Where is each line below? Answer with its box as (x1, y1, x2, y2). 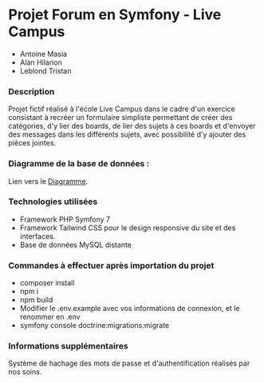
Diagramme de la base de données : (8, 158, 150, 170)
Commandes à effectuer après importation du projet (8, 260, 215, 271)
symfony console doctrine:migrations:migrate (19, 321, 170, 330)
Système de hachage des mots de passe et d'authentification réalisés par (8, 358, 250, 369)
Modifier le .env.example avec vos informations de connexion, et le (19, 304, 240, 313)
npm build (19, 295, 53, 305)
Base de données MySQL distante (19, 240, 132, 249)
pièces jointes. (8, 138, 57, 148)
